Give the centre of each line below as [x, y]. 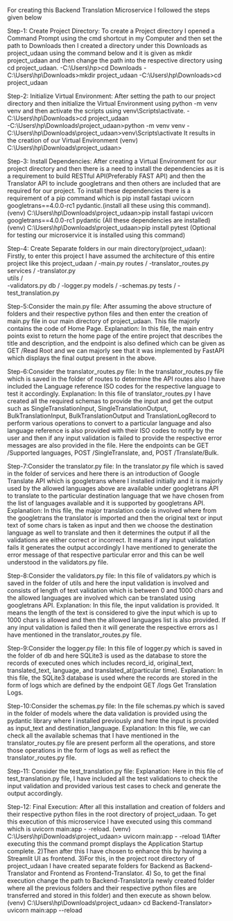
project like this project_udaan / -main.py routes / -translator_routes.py [108, 263]
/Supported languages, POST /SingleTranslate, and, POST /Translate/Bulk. [113, 453]
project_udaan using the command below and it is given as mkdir [100, 53]
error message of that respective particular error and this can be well [106, 555]
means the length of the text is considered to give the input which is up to [112, 612]
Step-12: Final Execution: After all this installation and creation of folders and [116, 807]
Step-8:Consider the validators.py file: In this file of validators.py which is [112, 576]
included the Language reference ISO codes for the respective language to [114, 386]
